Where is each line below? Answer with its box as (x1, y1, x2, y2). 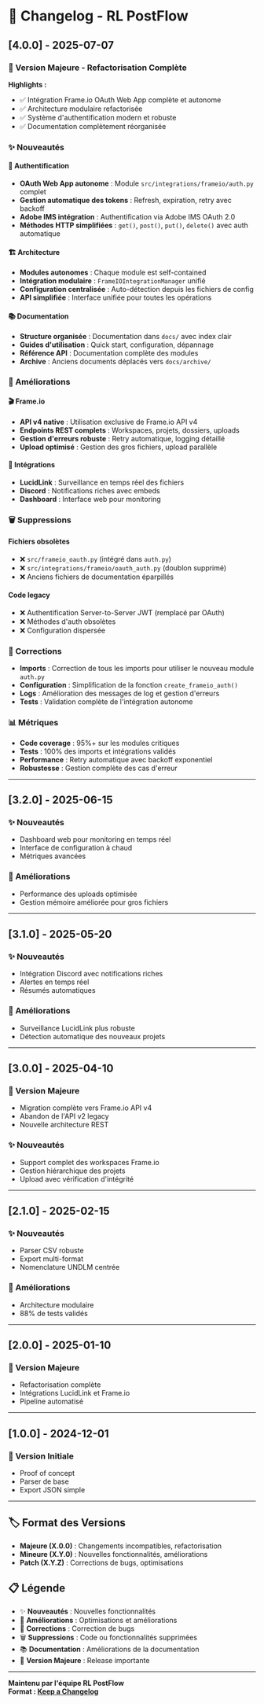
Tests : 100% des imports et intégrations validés (19, 747, 177, 756)
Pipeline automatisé (19, 1396, 84, 1407)
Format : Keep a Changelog (8, 1687, 99, 1696)
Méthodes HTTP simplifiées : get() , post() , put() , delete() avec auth (19, 220, 249, 230)
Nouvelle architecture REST (19, 1120, 109, 1130)
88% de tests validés (19, 1308, 88, 1318)
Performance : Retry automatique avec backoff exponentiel (19, 754, 213, 764)
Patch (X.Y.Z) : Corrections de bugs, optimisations (19, 1558, 184, 1567)
